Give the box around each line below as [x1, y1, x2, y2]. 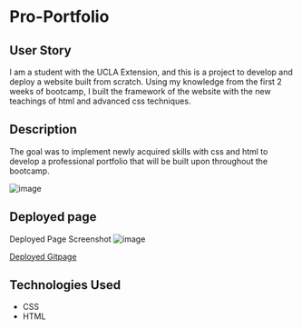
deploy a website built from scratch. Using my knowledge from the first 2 [9, 76, 283, 87]
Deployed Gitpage [9, 251, 77, 262]
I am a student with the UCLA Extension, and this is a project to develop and [9, 66, 293, 77]
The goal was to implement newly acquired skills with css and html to [9, 145, 268, 156]
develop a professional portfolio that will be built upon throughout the [9, 155, 268, 166]
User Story [9, 43, 72, 58]
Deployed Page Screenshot [9, 234, 112, 244]
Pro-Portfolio [9, 6, 110, 27]
